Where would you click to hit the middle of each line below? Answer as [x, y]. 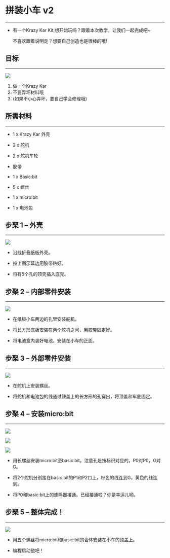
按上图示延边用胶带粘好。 [39, 263]
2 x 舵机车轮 [25, 156]
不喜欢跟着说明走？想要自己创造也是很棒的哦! [60, 41]
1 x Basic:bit [25, 177]
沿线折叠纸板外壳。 [33, 253]
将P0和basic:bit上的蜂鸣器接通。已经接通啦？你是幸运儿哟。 [75, 495]
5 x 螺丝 [21, 187]
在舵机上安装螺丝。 [33, 386]
